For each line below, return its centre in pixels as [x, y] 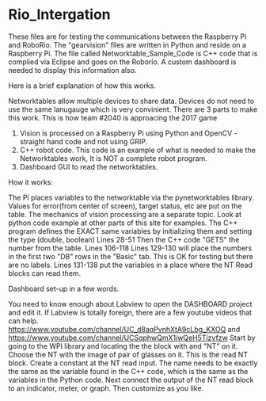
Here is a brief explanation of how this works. [82, 86]
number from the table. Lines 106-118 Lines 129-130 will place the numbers [130, 248]
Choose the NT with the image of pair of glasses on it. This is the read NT [128, 354]
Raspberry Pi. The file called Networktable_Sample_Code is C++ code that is [133, 53]
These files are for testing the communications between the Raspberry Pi [127, 36]
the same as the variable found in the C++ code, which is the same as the [128, 371]
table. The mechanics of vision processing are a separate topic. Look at [125, 214]
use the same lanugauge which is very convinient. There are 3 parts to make [133, 109]
